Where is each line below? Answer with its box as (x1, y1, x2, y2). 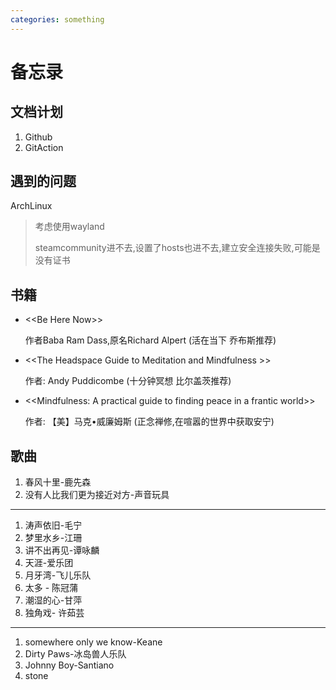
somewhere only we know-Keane (24, 636, 163, 648)
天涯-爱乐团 (24, 557, 74, 569)
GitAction (24, 141, 64, 153)
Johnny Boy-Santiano (24, 659, 115, 671)
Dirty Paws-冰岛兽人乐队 (24, 648, 127, 660)
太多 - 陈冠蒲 (24, 582, 79, 594)
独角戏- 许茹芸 (24, 607, 85, 619)
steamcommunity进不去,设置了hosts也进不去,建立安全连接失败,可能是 (34, 242, 321, 254)
